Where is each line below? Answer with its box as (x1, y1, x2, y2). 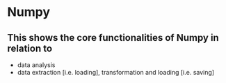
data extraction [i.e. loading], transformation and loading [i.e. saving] (17, 68, 214, 76)
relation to (7, 42, 53, 54)
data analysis (17, 61, 56, 69)
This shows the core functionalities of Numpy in (7, 32, 219, 44)
